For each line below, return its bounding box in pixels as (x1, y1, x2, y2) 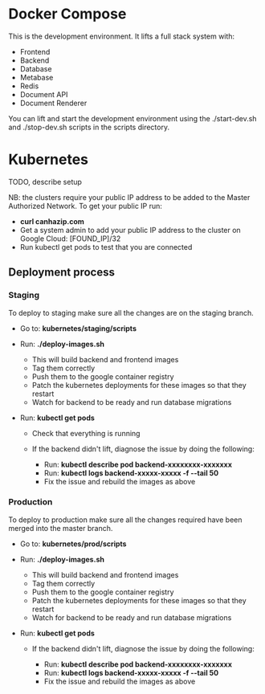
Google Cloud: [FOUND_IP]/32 (19, 234, 121, 243)
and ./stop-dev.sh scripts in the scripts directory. (8, 122, 170, 132)
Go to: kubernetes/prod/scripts (19, 539, 127, 549)
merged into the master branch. (8, 523, 113, 533)
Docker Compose (8, 5, 127, 23)
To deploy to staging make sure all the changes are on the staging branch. (8, 308, 255, 317)
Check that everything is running (31, 428, 141, 438)
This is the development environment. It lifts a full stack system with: (8, 31, 235, 41)
